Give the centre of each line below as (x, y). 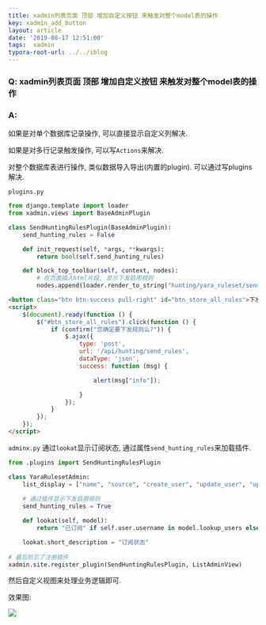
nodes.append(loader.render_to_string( (103, 286)
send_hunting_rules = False (68, 234)
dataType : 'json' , (109, 359)
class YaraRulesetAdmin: (49, 477)
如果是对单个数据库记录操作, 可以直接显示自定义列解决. (98, 133)
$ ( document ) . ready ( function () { (78, 314)
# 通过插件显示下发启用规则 (61, 499)
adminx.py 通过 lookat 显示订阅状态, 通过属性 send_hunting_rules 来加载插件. (130, 448)
